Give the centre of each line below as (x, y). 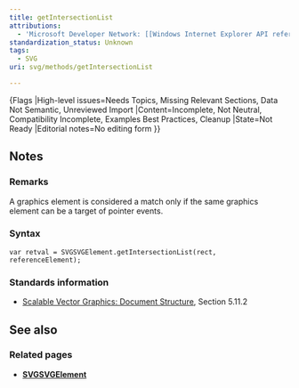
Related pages (41, 355)
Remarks (29, 182)
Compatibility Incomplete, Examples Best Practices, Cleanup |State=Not (141, 119)
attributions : (36, 26)
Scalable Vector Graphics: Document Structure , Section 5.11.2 (134, 302)
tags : (19, 51)
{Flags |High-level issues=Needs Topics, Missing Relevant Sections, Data (144, 100)
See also (33, 330)
